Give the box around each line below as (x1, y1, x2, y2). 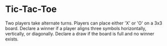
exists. (5, 36, 19, 42)
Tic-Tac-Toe (5, 3, 57, 15)
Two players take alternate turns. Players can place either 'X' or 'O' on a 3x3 (5, 20, 162, 26)
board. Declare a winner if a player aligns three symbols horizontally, (5, 25, 146, 31)
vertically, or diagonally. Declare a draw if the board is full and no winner (5, 30, 154, 36)
